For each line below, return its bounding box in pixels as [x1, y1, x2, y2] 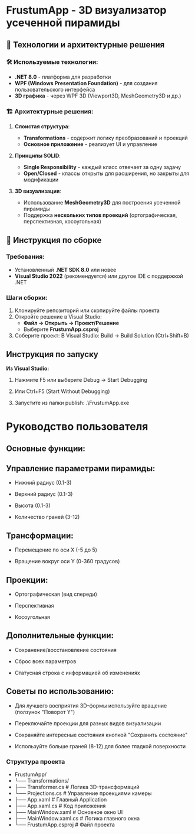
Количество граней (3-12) [14, 514, 80, 521]
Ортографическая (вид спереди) [14, 590, 97, 598]
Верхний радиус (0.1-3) [14, 491, 73, 498]
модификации [23, 176, 59, 183]
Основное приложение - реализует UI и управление [23, 141, 157, 148]
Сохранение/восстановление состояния [14, 646, 117, 653]
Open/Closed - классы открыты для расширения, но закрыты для [23, 170, 190, 177]
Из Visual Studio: [6, 365, 49, 372]
